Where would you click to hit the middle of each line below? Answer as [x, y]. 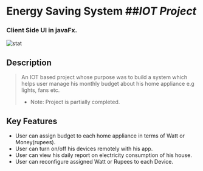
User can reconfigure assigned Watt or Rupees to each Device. [94, 162]
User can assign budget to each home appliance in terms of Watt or [100, 136]
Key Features [32, 121]
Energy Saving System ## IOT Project [101, 11]
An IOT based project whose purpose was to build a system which [104, 77]
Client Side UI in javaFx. [42, 30]
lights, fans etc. [40, 90]
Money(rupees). [35, 142]
